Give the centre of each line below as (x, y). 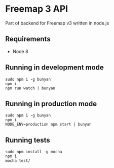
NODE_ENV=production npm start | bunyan (49, 125)
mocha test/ (18, 161)
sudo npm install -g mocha (34, 152)
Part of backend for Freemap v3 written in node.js (57, 23)
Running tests (28, 140)
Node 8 (21, 51)
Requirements (28, 39)
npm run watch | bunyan (30, 88)
